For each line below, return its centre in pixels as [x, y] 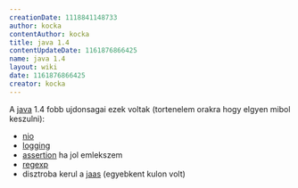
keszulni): [27, 119]
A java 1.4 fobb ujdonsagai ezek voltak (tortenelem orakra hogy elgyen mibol [150, 109]
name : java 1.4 [37, 59]
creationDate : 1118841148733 [63, 17]
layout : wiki [33, 68]
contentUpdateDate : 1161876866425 [74, 51]
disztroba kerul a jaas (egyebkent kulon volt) [103, 174]
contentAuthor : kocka [50, 34]
